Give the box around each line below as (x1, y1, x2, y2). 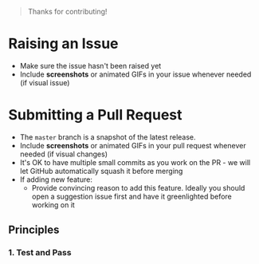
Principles (8, 223, 60, 237)
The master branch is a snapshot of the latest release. (19, 132, 197, 142)
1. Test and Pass (8, 247, 72, 258)
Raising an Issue (8, 35, 119, 53)
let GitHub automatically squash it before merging (19, 166, 183, 175)
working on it (31, 199, 76, 210)
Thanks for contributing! (27, 7, 108, 16)
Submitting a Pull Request (8, 106, 182, 124)
